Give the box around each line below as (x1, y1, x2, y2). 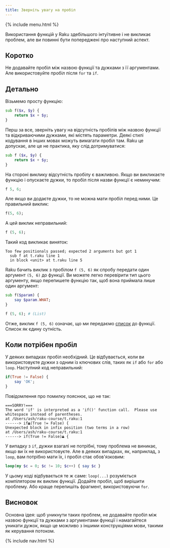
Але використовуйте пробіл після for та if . (5, 70, 99, 76)
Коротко (5, 51, 34, 60)
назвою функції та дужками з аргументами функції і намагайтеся (5, 517, 147, 523)
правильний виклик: (5, 201, 49, 207)
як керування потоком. (5, 528, 55, 534)
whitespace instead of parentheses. (5, 412, 82, 417)
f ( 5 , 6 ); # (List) (5, 311, 47, 316)
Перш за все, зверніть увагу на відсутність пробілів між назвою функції (5, 126, 161, 132)
